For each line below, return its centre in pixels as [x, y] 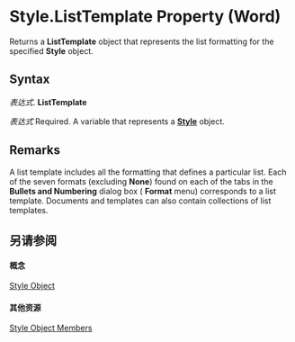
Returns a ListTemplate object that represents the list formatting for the [142, 41]
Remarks [35, 150]
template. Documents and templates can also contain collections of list [140, 201]
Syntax [30, 80]
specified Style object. [52, 50]
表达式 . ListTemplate [48, 102]
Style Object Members [51, 328]
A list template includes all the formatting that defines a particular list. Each [148, 172]
